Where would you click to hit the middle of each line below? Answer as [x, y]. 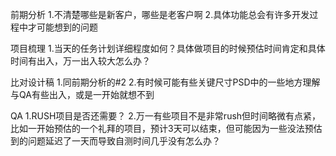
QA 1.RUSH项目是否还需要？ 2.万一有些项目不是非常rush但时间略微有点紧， [166, 116]
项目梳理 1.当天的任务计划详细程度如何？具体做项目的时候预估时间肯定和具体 [168, 48]
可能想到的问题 [67, 27]
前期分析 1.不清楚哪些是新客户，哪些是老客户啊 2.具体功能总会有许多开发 [160, 14]
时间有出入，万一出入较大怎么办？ [80, 61]
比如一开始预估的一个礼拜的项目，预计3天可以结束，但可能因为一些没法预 [162, 128]
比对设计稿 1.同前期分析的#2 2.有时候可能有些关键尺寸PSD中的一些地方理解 [165, 82]
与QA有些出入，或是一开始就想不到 [82, 94]
